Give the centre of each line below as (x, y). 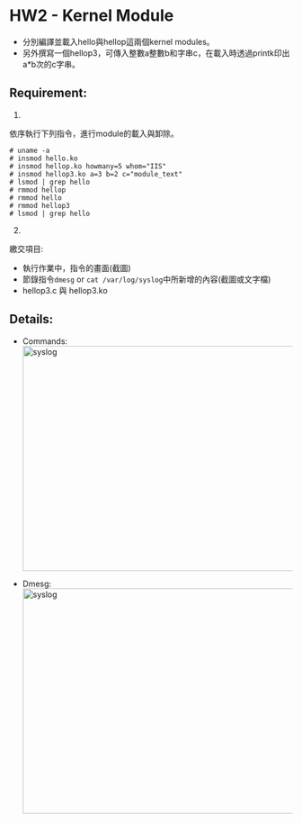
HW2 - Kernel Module (92, 16)
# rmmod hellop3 (40, 205)
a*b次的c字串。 (51, 64)
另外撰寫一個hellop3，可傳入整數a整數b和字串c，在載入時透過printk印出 (156, 53)
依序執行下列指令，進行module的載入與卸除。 (94, 133)
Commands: (45, 341)
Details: (31, 319)
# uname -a (30, 150)
